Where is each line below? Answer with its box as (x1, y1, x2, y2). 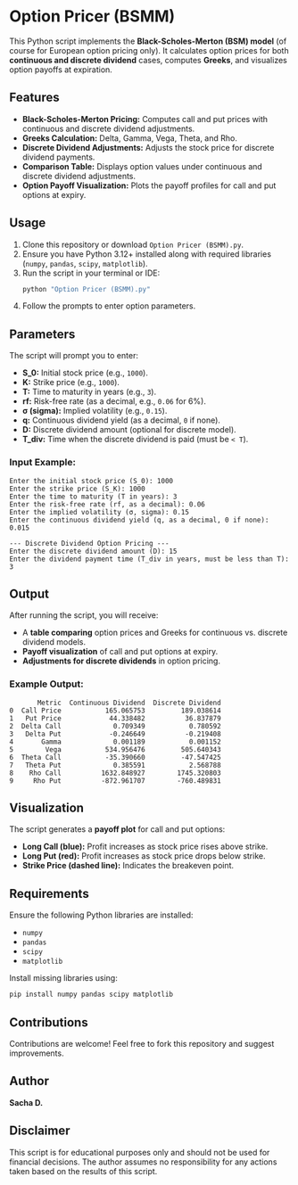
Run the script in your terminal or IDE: (21, 267, 161, 278)
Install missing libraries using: (9, 973, 118, 983)
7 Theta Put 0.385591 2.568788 (9, 761, 221, 769)
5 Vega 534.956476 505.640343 (9, 745, 221, 754)
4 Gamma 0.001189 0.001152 (9, 737, 221, 746)
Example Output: (9, 678, 84, 690)
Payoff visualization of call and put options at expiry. (21, 646, 219, 657)
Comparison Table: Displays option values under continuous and (21, 160, 263, 171)
